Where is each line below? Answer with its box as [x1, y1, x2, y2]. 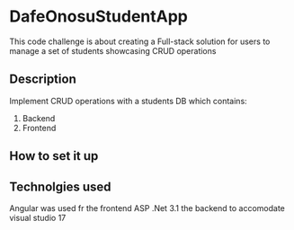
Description [9, 72, 76, 87]
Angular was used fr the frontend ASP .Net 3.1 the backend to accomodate [9, 202, 285, 213]
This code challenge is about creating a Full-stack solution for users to [9, 36, 271, 47]
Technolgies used [9, 179, 111, 194]
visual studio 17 [9, 212, 67, 223]
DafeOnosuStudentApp [9, 6, 189, 27]
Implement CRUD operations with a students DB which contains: [9, 95, 247, 106]
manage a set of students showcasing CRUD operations [9, 45, 217, 56]
